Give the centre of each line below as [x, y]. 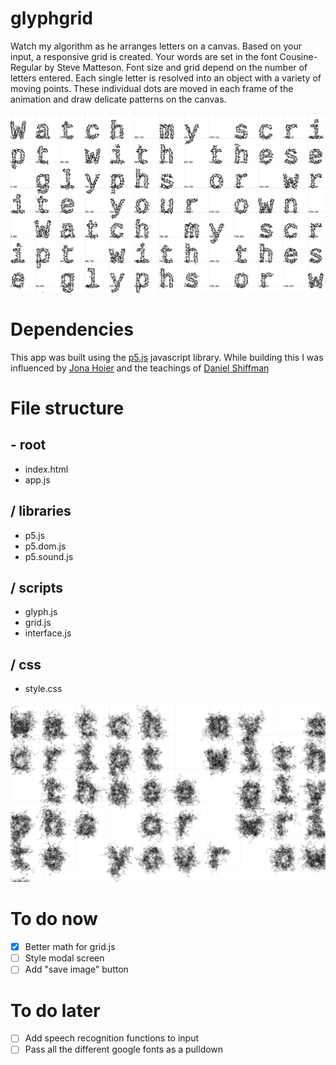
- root [28, 445]
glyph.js [41, 612]
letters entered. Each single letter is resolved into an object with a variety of [166, 78]
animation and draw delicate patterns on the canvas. [118, 99]
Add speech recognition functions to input [111, 1038]
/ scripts [37, 588]
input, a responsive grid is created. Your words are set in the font [144, 56]
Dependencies [72, 329]
